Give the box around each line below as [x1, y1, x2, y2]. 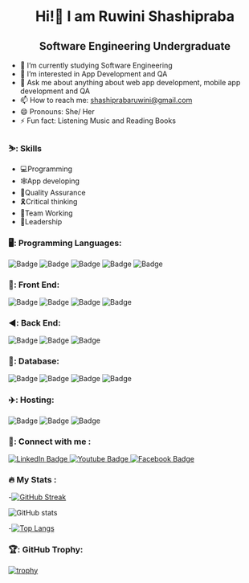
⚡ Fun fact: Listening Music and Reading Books [19, 116, 177, 125]
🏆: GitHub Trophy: [8, 544, 84, 556]
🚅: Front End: [8, 279, 60, 290]
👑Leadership [19, 217, 63, 227]
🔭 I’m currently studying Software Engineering [19, 60, 173, 70]
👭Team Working [19, 208, 74, 218]
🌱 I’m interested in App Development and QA [19, 69, 168, 79]
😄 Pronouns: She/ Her [19, 107, 95, 116]
